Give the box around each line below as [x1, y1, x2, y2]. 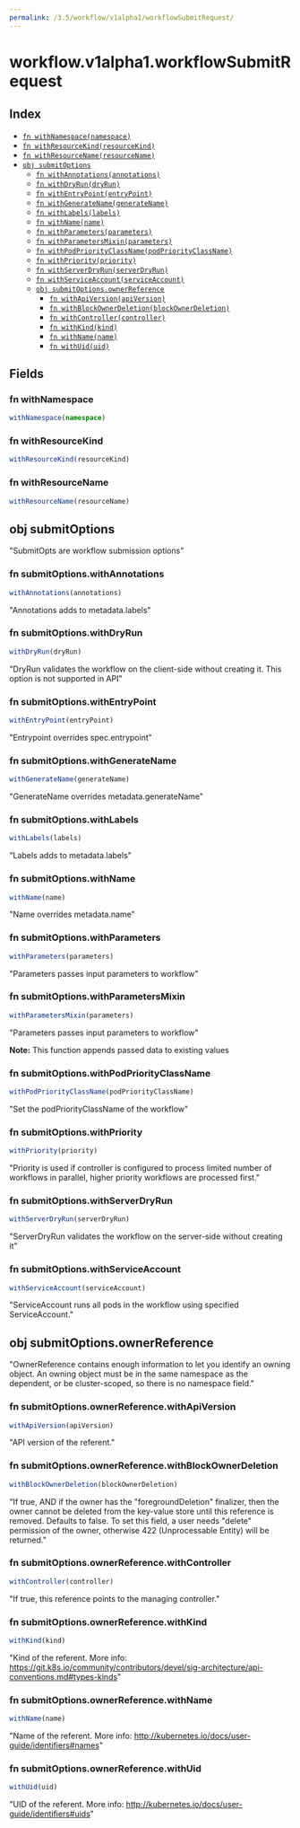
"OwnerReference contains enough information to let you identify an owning [9, 1359, 291, 1370]
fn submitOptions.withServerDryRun [9, 1194, 173, 1207]
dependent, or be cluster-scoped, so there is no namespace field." [9, 1378, 255, 1389]
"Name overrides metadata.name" [9, 909, 136, 920]
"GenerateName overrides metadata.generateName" [9, 791, 204, 802]
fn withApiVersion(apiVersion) [48, 294, 166, 303]
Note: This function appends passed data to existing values [9, 1044, 230, 1055]
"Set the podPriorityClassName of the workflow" [9, 1103, 189, 1114]
